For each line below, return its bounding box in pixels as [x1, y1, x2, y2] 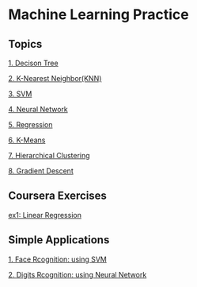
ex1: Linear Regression [8, 210, 81, 219]
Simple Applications [8, 233, 110, 247]
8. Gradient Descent [8, 166, 74, 176]
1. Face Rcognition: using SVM [8, 254, 107, 264]
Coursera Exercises [8, 189, 107, 203]
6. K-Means [8, 135, 46, 145]
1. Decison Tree [8, 58, 59, 68]
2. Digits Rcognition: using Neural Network [8, 270, 147, 279]
